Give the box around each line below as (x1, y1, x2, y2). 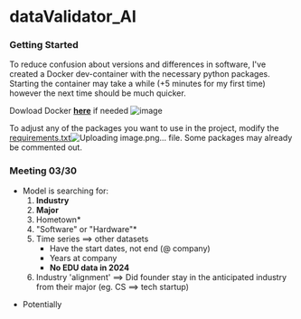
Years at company (49, 252, 118, 263)
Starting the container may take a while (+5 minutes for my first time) (9, 79, 267, 89)
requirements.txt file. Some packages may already (9, 133, 293, 144)
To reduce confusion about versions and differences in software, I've (9, 59, 267, 70)
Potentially (22, 298, 62, 309)
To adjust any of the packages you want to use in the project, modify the (9, 123, 279, 134)
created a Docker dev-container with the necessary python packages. (9, 69, 271, 80)
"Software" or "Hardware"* (35, 223, 137, 234)
